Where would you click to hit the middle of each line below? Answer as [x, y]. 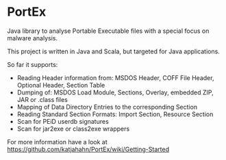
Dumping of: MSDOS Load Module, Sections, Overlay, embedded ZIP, [115, 92]
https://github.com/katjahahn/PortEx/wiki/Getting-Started [88, 149]
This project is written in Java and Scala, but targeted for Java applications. [114, 51]
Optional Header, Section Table [61, 85]
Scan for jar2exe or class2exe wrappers [73, 129]
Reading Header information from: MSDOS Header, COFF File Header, [115, 78]
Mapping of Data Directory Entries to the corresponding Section [107, 107]
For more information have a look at [57, 142]
